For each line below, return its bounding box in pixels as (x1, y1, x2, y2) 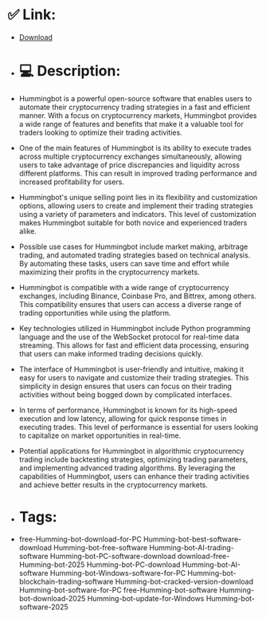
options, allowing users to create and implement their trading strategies (18, 201, 254, 211)
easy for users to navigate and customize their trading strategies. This (18, 372, 249, 382)
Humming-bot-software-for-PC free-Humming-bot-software (18, 585, 218, 595)
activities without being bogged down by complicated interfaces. (18, 389, 233, 400)
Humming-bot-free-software (53, 542, 148, 552)
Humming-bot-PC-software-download (49, 551, 176, 561)
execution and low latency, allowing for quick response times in (18, 413, 227, 423)
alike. (18, 226, 37, 236)
